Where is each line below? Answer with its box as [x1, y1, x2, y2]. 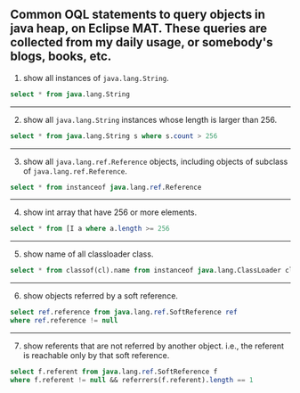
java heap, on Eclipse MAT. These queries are [10, 21, 268, 37]
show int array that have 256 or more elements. [22, 207, 198, 217]
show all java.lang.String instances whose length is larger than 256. [22, 114, 278, 125]
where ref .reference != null [10, 316, 118, 325]
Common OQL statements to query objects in [10, 7, 266, 22]
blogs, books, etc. [10, 49, 112, 64]
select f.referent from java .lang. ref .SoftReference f [10, 367, 218, 376]
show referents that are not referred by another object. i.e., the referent [22, 340, 284, 351]
